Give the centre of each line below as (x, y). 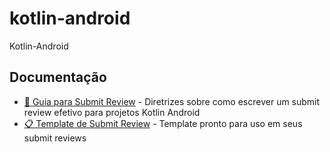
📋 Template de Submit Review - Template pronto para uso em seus (163, 123)
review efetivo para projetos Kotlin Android (112, 112)
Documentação (58, 77)
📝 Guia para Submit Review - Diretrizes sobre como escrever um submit (172, 101)
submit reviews (55, 138)
